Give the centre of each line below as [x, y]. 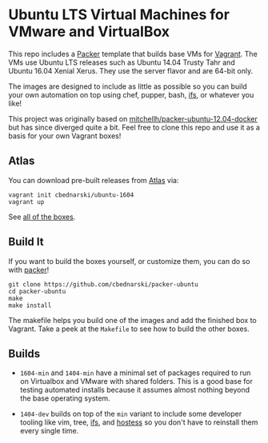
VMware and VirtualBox [89, 32]
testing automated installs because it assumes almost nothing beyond [135, 390]
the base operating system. [65, 398]
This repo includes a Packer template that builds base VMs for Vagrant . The [133, 54]
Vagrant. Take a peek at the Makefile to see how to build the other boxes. [129, 329]
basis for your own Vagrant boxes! [65, 136]
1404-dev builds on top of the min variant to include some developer [131, 414]
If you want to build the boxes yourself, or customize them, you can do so [129, 261]
